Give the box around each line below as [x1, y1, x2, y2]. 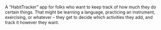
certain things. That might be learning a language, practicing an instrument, [5, 9, 156, 15]
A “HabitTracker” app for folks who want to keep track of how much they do [5, 4, 156, 10]
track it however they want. [5, 19, 59, 25]
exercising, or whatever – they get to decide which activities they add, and [5, 15, 153, 20]
